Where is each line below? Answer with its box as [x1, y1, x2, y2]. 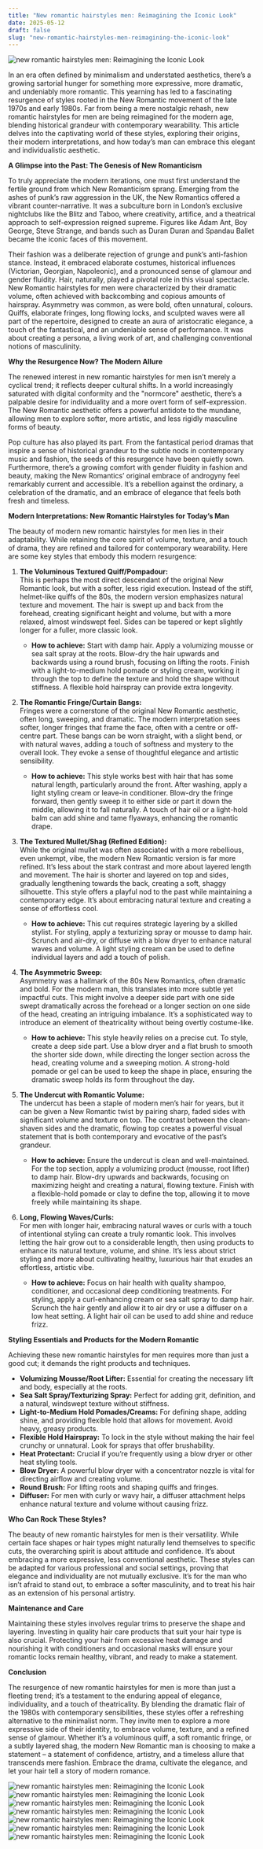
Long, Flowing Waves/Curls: [19, 1212, 115, 1222]
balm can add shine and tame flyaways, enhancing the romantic [31, 814, 239, 823]
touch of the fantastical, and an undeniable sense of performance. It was [8, 325, 244, 334]
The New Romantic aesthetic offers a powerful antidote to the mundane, [8, 406, 242, 415]
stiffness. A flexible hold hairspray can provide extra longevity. [31, 682, 234, 692]
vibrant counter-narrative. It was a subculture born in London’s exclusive [8, 201, 243, 211]
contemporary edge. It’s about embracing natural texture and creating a [19, 895, 251, 905]
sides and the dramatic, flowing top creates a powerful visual [45, 1124, 243, 1133]
